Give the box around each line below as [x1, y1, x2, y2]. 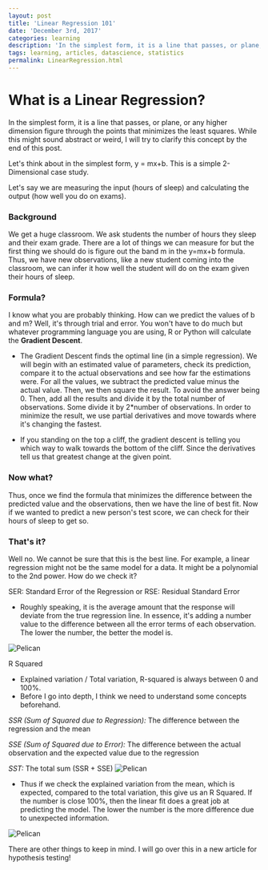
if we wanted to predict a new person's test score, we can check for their [8, 507, 250, 517]
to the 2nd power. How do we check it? [8, 571, 138, 581]
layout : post [8, 11, 52, 20]
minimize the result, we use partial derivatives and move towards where [19, 411, 257, 421]
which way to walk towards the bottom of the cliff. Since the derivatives [19, 443, 256, 453]
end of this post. [8, 143, 62, 152]
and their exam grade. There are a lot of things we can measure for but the [8, 238, 254, 248]
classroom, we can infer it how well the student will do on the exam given [8, 264, 250, 273]
